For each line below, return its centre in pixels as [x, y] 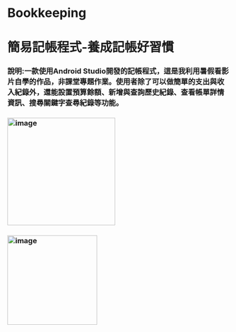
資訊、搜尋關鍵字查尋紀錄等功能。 [65, 103]
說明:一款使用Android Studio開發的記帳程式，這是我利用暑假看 [114, 71]
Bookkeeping [47, 13]
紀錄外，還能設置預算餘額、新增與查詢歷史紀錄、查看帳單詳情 [119, 92]
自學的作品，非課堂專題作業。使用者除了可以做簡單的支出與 [116, 82]
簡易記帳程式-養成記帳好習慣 [91, 48]
